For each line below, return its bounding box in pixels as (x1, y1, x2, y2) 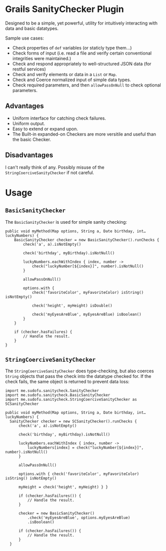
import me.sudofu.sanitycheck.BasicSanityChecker (5, 393, 111, 398)
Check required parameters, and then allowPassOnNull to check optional (12, 82, 161, 88)
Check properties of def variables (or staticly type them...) (12, 45, 132, 51)
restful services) (12, 66, 46, 72)
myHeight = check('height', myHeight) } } (18, 484, 108, 490)
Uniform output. (12, 120, 45, 126)
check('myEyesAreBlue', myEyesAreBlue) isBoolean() (31, 312, 142, 317)
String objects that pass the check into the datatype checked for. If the (5, 373, 152, 379)
